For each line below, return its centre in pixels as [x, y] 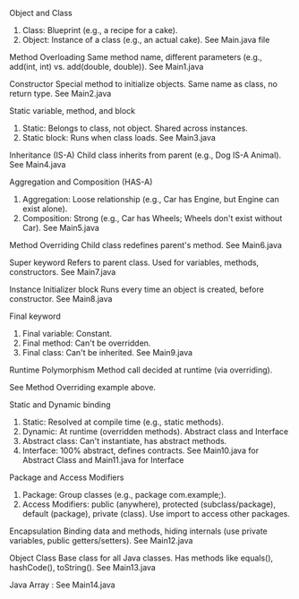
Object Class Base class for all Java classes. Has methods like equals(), [141, 558]
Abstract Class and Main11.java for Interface [103, 460]
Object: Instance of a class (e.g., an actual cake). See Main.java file [146, 40]
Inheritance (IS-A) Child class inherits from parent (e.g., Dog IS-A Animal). [145, 155]
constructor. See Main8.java [61, 299]
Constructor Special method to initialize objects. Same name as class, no [143, 84]
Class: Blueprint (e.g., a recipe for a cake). [100, 30]
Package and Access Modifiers [67, 477]
